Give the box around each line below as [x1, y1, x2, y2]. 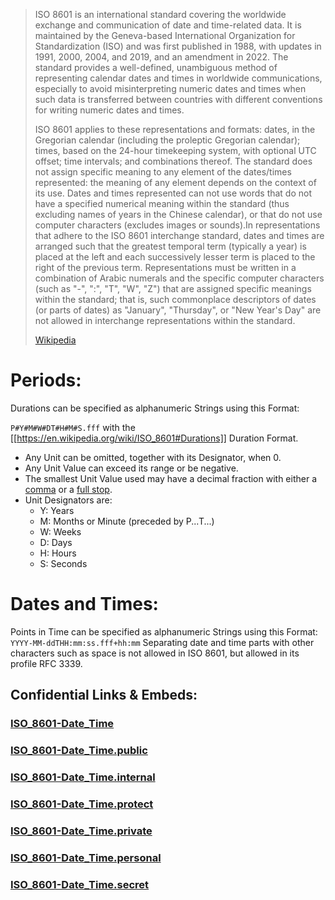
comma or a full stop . [24, 483, 113, 495]
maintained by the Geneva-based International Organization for [34, 30, 296, 41]
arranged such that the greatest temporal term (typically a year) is [34, 240, 307, 252]
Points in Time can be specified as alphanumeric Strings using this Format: [10, 625, 318, 638]
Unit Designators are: [24, 494, 113, 506]
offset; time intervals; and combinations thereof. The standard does [34, 155, 313, 167]
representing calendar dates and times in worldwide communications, [34, 72, 323, 84]
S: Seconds [39, 557, 88, 569]
